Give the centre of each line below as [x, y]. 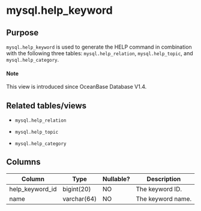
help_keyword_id [33, 189]
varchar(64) [80, 198]
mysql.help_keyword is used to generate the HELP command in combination [99, 47]
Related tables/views [46, 106]
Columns [23, 162]
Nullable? [116, 179]
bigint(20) [77, 189]
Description [164, 179]
